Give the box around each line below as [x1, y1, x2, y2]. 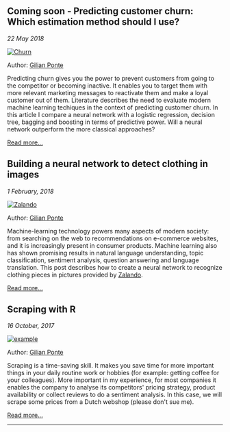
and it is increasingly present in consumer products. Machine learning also [7, 241, 218, 249]
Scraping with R [7, 304, 76, 316]
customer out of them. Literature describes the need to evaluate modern [7, 96, 211, 104]
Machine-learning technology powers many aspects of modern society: [7, 227, 209, 235]
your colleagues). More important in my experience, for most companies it [7, 376, 217, 384]
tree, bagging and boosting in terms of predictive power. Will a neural [7, 118, 203, 126]
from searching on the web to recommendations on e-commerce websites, [7, 234, 219, 242]
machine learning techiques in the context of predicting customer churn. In [7, 103, 218, 112]
